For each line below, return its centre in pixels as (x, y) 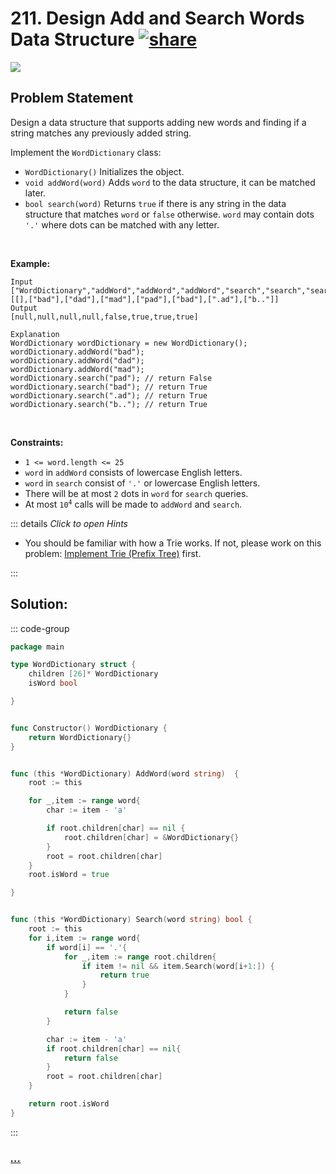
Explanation (35, 334)
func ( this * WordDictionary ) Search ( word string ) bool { (131, 920)
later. (35, 193)
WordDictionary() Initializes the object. (104, 171)
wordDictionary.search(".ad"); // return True (109, 395)
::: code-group (40, 628)
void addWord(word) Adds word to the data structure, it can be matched (170, 182)
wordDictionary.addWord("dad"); (77, 360)
